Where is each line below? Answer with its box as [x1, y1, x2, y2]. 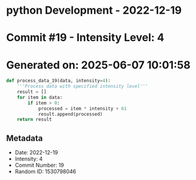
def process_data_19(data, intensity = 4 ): [6, 78, 111, 84]
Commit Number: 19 [14, 162, 65, 169]
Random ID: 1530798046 [14, 168, 76, 175]
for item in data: [17, 94, 63, 100]
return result [17, 117, 52, 123]
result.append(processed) [38, 111, 103, 117]
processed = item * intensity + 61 [38, 105, 127, 111]
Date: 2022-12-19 [14, 149, 59, 156]
